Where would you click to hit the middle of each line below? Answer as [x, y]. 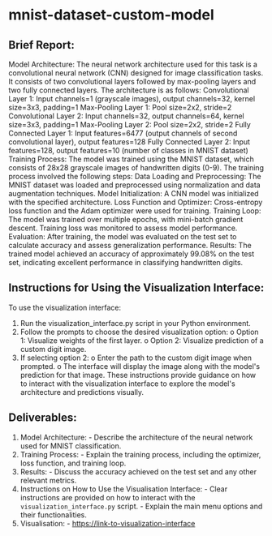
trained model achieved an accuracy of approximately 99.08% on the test [131, 254]
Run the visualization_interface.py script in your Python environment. [136, 323]
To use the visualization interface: [65, 307]
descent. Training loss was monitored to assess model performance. [123, 228]
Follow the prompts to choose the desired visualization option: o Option [139, 332]
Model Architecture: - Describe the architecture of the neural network [136, 437]
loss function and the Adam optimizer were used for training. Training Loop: [135, 211]
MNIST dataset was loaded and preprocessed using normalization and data [135, 185]
